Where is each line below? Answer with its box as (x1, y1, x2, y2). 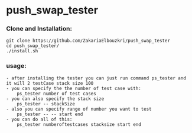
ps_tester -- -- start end (17, 111, 83, 117)
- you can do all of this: (6, 116, 73, 122)
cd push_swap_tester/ (6, 43, 60, 49)
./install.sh (6, 48, 38, 54)
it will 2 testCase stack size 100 (6, 80, 94, 86)
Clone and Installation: (6, 25, 73, 33)
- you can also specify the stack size (6, 95, 105, 102)
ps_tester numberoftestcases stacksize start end (17, 121, 142, 127)
